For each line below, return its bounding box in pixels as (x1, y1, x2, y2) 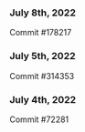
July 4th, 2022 (9, 93, 77, 106)
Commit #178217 (9, 27, 72, 38)
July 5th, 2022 (9, 50, 76, 63)
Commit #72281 (9, 114, 69, 125)
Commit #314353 (9, 70, 75, 81)
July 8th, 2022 (9, 6, 76, 19)
